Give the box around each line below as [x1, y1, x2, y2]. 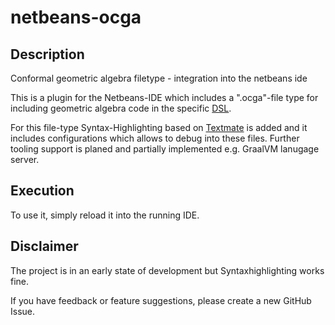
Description [10, 46, 85, 63]
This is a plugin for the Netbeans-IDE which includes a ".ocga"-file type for [10, 92, 319, 103]
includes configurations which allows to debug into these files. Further [10, 132, 300, 144]
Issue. [10, 305, 36, 317]
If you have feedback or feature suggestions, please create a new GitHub [10, 294, 312, 306]
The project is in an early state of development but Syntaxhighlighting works [10, 264, 325, 276]
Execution [10, 182, 75, 200]
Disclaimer [10, 238, 79, 255]
